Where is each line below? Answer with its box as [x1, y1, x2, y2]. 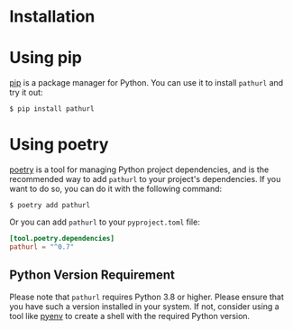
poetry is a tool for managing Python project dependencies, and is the [9, 164, 270, 175]
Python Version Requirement [9, 268, 176, 283]
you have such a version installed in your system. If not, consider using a [9, 300, 279, 312]
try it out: [9, 87, 43, 98]
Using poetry [9, 134, 109, 155]
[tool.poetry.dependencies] [9, 234, 115, 243]
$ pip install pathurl [9, 105, 95, 114]
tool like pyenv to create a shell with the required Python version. [9, 310, 251, 321]
